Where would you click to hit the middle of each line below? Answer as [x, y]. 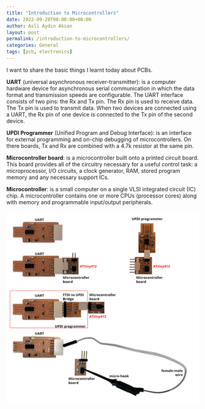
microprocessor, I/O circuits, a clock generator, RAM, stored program [93, 170]
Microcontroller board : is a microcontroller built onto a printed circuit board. [102, 158]
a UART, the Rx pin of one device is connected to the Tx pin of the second [99, 114]
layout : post [23, 32]
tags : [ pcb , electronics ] [39, 52]
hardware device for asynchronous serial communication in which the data [100, 88]
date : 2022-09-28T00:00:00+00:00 [49, 19]
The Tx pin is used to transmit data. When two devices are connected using [102, 108]
